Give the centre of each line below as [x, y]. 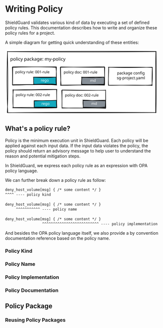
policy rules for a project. [30, 33]
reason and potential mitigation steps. [43, 156]
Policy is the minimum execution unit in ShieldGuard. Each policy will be [77, 140]
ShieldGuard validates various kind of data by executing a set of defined [77, 22]
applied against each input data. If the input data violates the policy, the [77, 146]
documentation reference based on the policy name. [58, 238]
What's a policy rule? [38, 129]
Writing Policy [34, 9]
